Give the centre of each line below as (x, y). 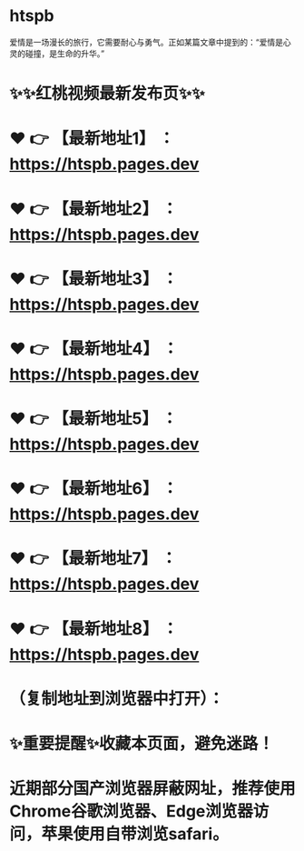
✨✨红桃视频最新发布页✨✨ (108, 94)
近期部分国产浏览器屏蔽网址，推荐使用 (153, 789)
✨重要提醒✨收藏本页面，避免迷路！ (142, 744)
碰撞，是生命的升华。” (65, 53)
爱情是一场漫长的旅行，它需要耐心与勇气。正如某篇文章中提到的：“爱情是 (147, 42)
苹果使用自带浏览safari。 (135, 834)
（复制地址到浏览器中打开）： (117, 699)
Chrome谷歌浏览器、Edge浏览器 (132, 811)
